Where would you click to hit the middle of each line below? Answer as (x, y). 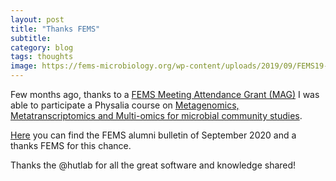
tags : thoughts (42, 57)
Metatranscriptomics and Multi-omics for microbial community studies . (156, 115)
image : (24, 66)
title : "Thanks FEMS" (55, 29)
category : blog (42, 47)
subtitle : (31, 38)
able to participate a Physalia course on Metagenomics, (125, 105)
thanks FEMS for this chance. (71, 145)
